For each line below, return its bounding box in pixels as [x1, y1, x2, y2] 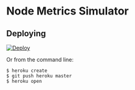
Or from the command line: [6, 56, 74, 63]
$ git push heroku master [6, 73, 72, 79]
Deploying [6, 28, 46, 39]
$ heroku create [6, 68, 47, 74]
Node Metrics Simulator [6, 4, 129, 18]
